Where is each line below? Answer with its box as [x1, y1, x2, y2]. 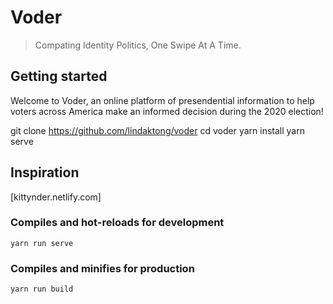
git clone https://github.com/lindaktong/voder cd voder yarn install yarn [10, 124, 305, 136]
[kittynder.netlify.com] [10, 191, 102, 203]
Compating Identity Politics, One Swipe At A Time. [34, 39, 242, 51]
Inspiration [10, 164, 80, 181]
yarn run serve [10, 238, 74, 248]
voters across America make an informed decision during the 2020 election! [10, 105, 324, 117]
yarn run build [10, 284, 74, 295]
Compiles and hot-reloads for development [10, 216, 225, 230]
